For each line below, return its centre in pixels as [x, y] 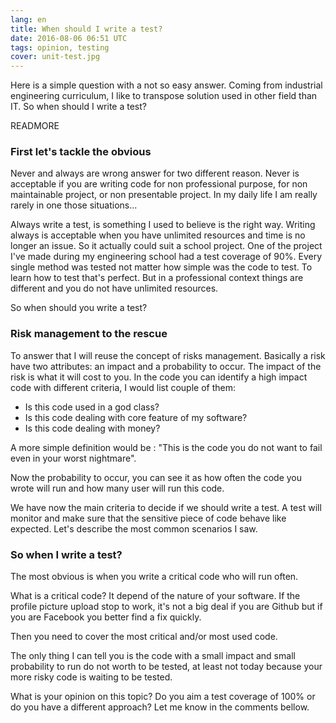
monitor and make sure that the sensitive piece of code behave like [148, 518]
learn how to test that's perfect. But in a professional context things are [157, 278]
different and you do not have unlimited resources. [114, 288]
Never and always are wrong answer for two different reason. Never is [155, 173]
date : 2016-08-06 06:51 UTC [69, 38]
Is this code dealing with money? [92, 428]
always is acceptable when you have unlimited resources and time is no [158, 235]
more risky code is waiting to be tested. [91, 677]
